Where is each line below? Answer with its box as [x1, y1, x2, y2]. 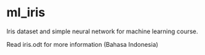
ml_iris [6, 5, 45, 20]
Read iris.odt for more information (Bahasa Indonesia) [6, 40, 159, 48]
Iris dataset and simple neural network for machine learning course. [6, 27, 199, 35]
